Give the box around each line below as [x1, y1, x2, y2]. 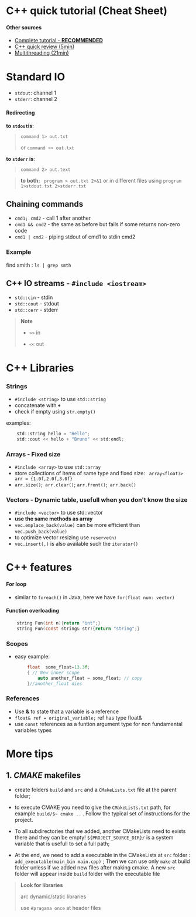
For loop [6, 580, 27, 588]
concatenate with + [14, 401, 61, 409]
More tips [6, 747, 54, 760]
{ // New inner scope [27, 670, 80, 676]
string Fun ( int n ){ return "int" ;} [16, 620, 101, 626]
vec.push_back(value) [14, 529, 67, 535]
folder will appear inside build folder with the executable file [14, 870, 160, 877]
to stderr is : [6, 155, 35, 162]
